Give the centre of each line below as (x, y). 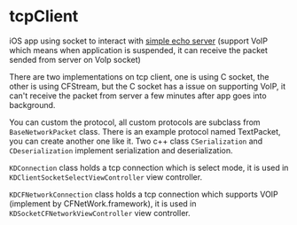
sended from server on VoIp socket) (75, 59)
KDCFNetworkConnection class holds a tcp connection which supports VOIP (144, 194)
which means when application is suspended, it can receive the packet (139, 50)
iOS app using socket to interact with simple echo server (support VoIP (139, 41)
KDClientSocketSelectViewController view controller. (106, 177)
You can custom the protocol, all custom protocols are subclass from (135, 122)
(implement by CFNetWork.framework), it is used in (103, 203)
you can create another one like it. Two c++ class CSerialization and (136, 141)
